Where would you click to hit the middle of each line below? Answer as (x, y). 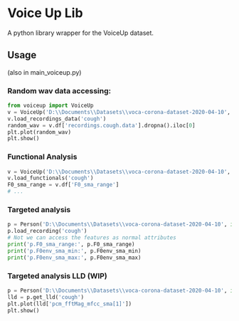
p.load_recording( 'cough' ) (47, 231)
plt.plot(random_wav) (39, 132)
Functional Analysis (42, 157)
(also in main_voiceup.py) (44, 72)
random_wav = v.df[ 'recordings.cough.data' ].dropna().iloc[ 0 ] (101, 125)
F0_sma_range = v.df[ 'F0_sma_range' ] (63, 185)
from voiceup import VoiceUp (51, 106)
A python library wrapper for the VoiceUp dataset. (81, 33)
